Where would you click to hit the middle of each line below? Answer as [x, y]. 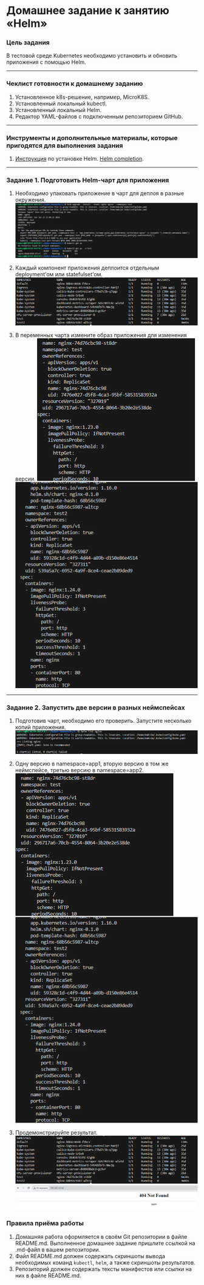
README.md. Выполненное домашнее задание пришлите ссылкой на [105, 1243]
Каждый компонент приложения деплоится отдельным [87, 268]
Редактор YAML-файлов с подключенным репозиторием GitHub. [99, 116]
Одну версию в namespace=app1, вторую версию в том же [92, 764]
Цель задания [28, 43]
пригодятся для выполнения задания [65, 145]
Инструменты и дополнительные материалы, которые [92, 138]
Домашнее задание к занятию [88, 11]
